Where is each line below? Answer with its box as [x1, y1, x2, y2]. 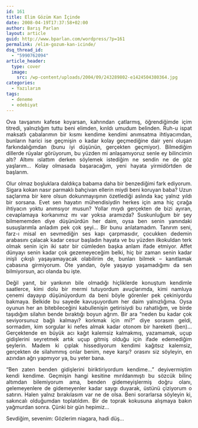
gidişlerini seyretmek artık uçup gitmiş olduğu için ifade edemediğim [6, 335, 192, 342]
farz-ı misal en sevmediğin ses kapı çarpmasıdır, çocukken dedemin [6, 230, 192, 237]
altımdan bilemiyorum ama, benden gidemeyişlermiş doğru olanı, [6, 378, 192, 385]
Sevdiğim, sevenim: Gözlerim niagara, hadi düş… [6, 414, 124, 422]
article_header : [6, 58, 46, 64]
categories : [6, 80, 35, 86]
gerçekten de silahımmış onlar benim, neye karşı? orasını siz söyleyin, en [6, 348, 192, 355]
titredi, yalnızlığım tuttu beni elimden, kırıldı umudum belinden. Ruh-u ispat [6, 125, 192, 132]
